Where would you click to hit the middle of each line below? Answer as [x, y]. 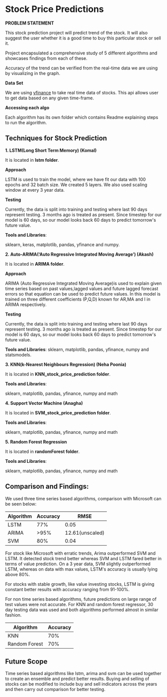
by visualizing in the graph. [33, 73]
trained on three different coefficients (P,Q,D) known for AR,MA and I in [78, 299]
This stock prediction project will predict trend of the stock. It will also [77, 32]
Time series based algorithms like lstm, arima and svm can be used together [83, 674]
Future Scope [26, 661]
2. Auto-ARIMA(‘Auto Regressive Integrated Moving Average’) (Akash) [80, 254]
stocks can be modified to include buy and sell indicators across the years [81, 684]
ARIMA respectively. [26, 304]
